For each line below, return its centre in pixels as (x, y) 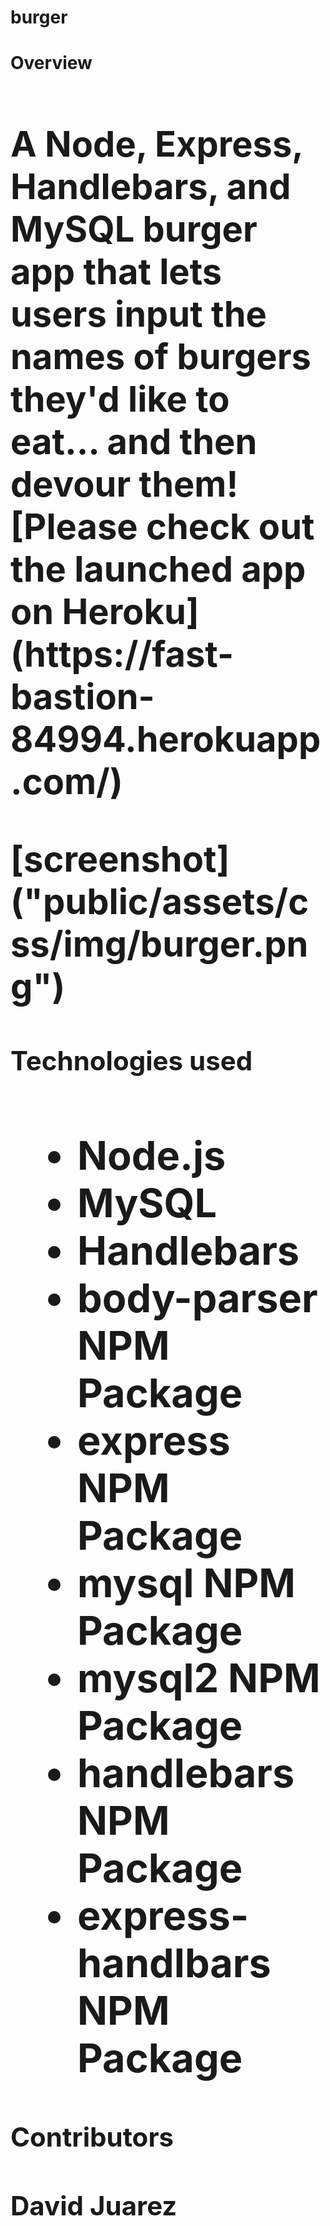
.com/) (66, 781)
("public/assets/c (160, 901)
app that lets (116, 271)
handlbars (174, 1962)
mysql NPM (186, 1582)
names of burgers (161, 356)
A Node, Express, (156, 144)
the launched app (158, 569)
